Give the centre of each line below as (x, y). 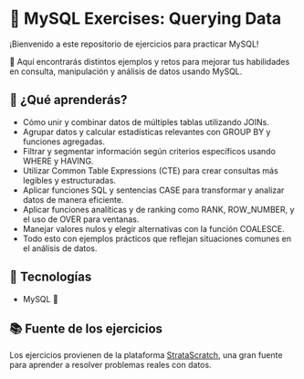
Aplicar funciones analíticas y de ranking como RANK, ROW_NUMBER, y (158, 209)
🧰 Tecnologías (51, 277)
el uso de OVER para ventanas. (81, 219)
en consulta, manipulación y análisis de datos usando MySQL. (126, 71)
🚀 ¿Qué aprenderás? (68, 100)
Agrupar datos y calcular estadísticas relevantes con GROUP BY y (147, 132)
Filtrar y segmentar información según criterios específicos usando (149, 151)
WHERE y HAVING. (58, 161)
